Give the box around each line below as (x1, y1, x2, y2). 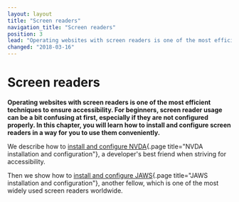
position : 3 (7, 30, 43, 38)
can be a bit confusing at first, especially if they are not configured (7, 113, 208, 121)
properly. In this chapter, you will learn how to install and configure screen (7, 121, 231, 129)
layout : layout (7, 10, 53, 18)
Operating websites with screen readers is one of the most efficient (7, 98, 211, 106)
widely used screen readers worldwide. (7, 186, 123, 195)
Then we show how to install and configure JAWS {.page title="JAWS (7, 171, 208, 179)
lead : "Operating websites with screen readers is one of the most (7, 37, 212, 44)
